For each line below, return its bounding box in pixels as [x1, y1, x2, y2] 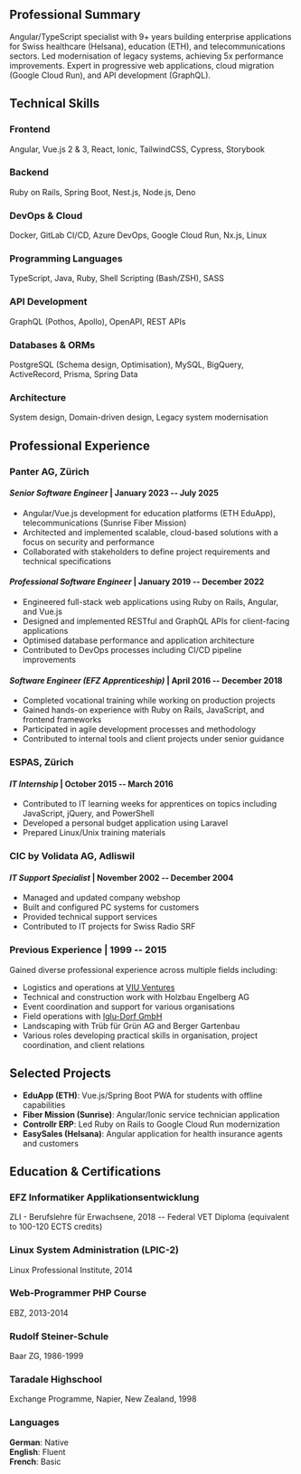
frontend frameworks [22, 714, 102, 725]
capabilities [22, 1099, 66, 1110]
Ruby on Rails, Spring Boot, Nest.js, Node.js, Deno [9, 186, 196, 197]
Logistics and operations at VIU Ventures [22, 981, 175, 993]
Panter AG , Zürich [9, 465, 89, 477]
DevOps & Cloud [9, 209, 83, 222]
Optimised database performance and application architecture [22, 635, 255, 646]
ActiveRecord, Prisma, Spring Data [9, 368, 138, 379]
